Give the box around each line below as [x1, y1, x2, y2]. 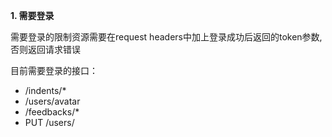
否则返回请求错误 [10, 44, 81, 55]
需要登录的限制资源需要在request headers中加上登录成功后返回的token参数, [10, 31, 323, 43]
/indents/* [24, 85, 67, 96]
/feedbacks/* [24, 106, 80, 118]
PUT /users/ [24, 117, 75, 128]
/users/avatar [24, 95, 81, 107]
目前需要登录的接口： [10, 65, 98, 76]
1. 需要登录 [10, 10, 55, 21]
